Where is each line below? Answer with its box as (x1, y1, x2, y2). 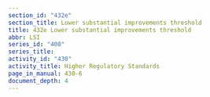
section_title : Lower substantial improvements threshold (8, 19, 202, 27)
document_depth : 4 (8, 77, 68, 84)
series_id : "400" (8, 41, 65, 48)
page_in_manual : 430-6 (8, 70, 83, 77)
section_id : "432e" (8, 11, 72, 20)
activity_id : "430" (8, 56, 72, 63)
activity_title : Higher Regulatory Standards (8, 63, 160, 70)
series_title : (8, 48, 55, 56)
